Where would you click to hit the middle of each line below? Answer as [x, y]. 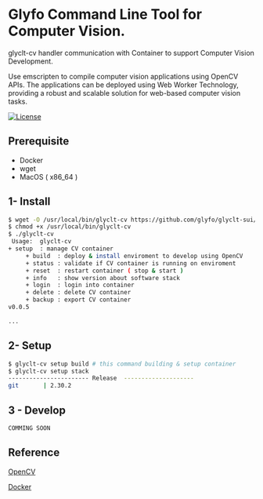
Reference [34, 453]
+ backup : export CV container [78, 300]
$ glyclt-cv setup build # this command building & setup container [122, 364]
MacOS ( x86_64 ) [49, 177]
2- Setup [30, 346]
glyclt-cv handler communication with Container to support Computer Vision [131, 53]
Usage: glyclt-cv [41, 242]
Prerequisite [39, 142]
